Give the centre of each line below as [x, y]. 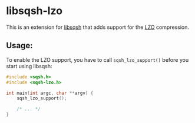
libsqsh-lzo [34, 11]
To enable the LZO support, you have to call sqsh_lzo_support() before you [97, 59]
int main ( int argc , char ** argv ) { [50, 93]
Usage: [20, 46]
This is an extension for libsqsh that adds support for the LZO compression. [98, 27]
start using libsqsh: [29, 66]
